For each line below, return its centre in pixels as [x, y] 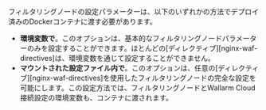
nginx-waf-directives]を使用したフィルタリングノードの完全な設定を [144, 78]
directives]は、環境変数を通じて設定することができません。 [117, 58]
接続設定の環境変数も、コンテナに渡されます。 [96, 98]
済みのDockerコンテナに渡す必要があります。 [82, 21]
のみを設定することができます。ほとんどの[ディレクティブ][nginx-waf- [142, 48]
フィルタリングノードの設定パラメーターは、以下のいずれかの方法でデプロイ [134, 11]
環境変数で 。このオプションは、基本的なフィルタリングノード [121, 38]
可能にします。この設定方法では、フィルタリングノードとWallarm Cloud [137, 88]
